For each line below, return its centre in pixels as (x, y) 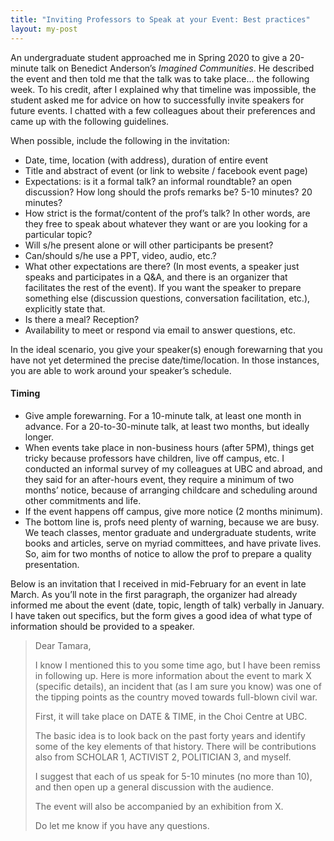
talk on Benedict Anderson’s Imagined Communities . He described (177, 68)
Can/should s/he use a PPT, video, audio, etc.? (120, 255)
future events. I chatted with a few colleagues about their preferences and (163, 110)
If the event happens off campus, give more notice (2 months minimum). (173, 511)
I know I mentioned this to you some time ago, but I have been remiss (177, 665)
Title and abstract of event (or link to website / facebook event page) (166, 170)
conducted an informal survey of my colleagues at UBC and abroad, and (173, 468)
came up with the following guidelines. (90, 121)
